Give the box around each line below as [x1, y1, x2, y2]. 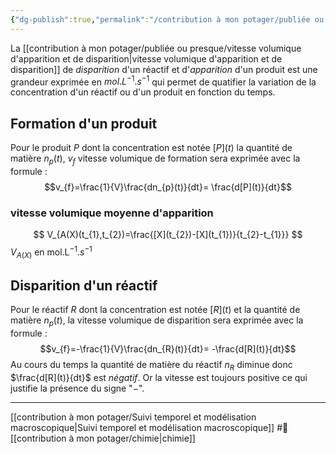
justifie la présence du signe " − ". [10, 382, 145, 395]
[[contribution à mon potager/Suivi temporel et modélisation [10, 411, 257, 423]
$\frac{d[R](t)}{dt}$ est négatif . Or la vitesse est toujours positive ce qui [10, 372, 308, 384]
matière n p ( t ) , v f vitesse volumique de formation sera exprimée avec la [10, 152, 301, 166]
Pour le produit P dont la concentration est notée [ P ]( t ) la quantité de [10, 142, 293, 154]
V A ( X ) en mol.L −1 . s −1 [10, 244, 93, 260]
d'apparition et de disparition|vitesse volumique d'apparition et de [10, 52, 283, 65]
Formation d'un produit [10, 115, 158, 132]
